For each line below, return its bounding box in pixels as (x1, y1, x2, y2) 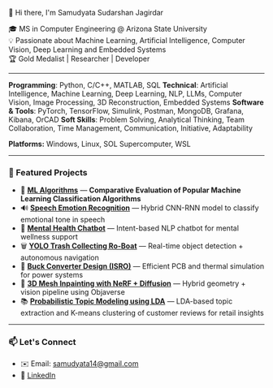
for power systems (19, 270, 84, 280)
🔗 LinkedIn (19, 370, 56, 380)
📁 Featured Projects (8, 166, 88, 178)
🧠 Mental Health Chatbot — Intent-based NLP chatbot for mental (19, 223, 240, 233)
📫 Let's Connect (8, 337, 76, 348)
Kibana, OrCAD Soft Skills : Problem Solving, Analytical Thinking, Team (8, 114, 245, 124)
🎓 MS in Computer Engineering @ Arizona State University (8, 24, 207, 33)
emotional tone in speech (19, 215, 106, 225)
